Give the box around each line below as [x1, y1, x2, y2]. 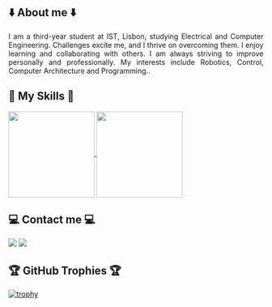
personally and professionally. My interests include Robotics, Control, [8, 57, 264, 66]
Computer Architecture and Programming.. [8, 66, 151, 75]
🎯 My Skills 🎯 [8, 89, 74, 103]
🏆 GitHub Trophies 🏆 [8, 263, 121, 277]
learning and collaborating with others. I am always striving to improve [8, 49, 264, 58]
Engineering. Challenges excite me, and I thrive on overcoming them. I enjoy [8, 40, 264, 49]
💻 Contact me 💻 [8, 213, 96, 227]
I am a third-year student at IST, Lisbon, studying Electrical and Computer [8, 31, 264, 41]
